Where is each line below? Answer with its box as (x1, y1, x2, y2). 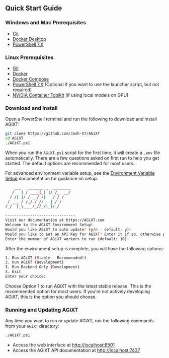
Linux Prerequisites (5, 54, 54, 61)
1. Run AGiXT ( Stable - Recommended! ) (5, 255, 87, 260)
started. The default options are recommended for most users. (5, 160, 135, 166)
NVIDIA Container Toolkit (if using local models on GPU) (12, 92, 129, 98)
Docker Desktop (12, 36, 46, 42)
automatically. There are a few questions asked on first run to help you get (5, 155, 159, 161)
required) (12, 87, 32, 93)
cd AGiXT (5, 136, 24, 141)
